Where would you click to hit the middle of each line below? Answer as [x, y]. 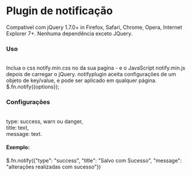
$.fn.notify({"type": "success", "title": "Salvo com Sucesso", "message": [94, 160]
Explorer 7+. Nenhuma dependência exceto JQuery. [69, 33]
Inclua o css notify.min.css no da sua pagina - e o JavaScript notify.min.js [96, 68]
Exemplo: [18, 147]
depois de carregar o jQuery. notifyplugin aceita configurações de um [91, 74]
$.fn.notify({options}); [33, 87]
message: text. [24, 133]
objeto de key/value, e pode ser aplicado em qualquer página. [81, 80]
